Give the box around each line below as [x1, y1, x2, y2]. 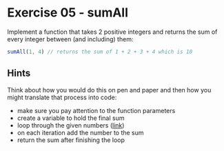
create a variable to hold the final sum [17, 114, 125, 122]
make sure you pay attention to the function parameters [17, 106, 176, 114]
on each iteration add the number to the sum [17, 128, 144, 137]
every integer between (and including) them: [7, 34, 134, 43]
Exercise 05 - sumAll [7, 5, 129, 21]
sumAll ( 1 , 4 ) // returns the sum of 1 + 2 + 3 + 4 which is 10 [7, 48, 193, 55]
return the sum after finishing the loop [17, 136, 125, 144]
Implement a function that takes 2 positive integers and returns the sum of [7, 28, 218, 36]
